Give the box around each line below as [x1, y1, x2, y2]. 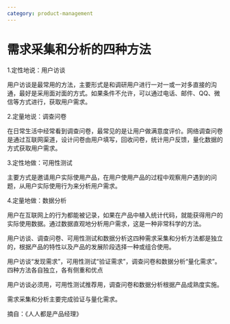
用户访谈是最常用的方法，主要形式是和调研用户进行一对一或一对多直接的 [7, 80, 211, 89]
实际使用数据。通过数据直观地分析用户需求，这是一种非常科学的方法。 [7, 219, 205, 227]
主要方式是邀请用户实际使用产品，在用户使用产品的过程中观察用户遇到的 [7, 173, 211, 181]
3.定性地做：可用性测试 [7, 159, 73, 167]
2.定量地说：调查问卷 [7, 112, 67, 120]
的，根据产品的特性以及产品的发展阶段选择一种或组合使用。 [7, 242, 175, 251]
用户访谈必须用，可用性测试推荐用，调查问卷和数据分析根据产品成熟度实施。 [7, 280, 223, 288]
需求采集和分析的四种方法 [7, 42, 152, 57]
